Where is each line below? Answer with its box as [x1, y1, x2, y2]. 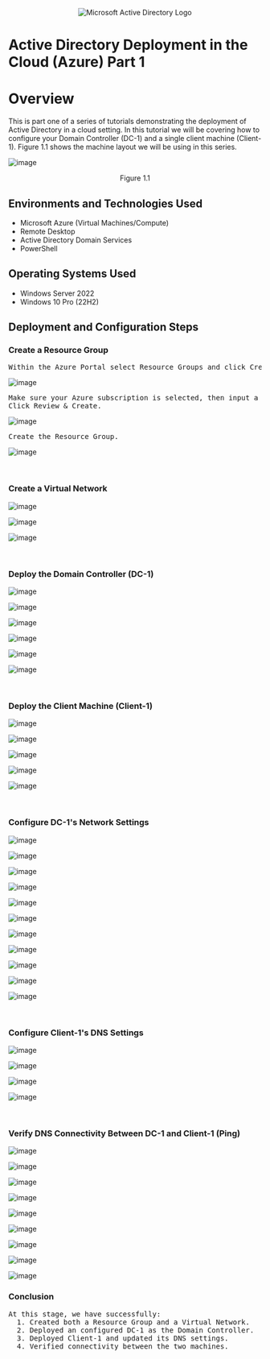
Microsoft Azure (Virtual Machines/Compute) [19, 218, 170, 227]
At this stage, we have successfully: [8, 1309, 162, 1319]
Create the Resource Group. [8, 432, 119, 441]
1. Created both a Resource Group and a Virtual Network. [16, 1317, 251, 1327]
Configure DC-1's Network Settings [8, 817, 149, 828]
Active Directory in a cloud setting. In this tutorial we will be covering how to [8, 125, 260, 135]
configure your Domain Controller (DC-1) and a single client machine [8, 134, 235, 143]
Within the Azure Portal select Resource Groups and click [8, 363, 247, 372]
